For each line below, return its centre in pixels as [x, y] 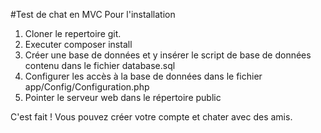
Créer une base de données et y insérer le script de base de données [168, 55]
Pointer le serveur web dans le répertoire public [123, 97]
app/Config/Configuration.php [87, 87]
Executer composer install [78, 44]
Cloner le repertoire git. [73, 33]
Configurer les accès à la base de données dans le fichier [143, 76]
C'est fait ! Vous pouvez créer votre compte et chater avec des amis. [151, 117]
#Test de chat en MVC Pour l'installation [93, 14]
